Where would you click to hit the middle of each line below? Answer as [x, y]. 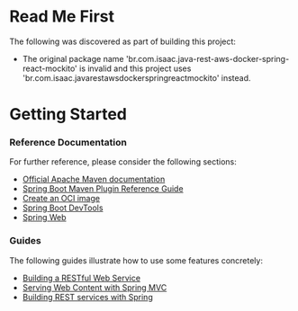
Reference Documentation [68, 143]
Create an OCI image [61, 199]
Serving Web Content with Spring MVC [95, 287]
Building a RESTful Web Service [81, 278]
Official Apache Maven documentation [94, 179]
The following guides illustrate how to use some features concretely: [136, 260]
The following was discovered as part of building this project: [123, 41]
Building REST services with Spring [87, 297]
